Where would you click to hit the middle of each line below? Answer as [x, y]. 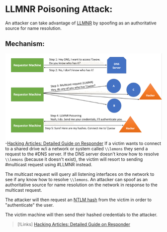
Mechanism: [25, 44]
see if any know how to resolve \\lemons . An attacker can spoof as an [77, 179]
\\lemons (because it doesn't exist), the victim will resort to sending [74, 159]
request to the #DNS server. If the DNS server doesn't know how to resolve [82, 154]
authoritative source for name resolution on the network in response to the [81, 185]
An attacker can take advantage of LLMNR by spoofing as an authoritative [81, 23]
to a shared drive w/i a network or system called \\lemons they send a [77, 148]
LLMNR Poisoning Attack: [59, 9]
